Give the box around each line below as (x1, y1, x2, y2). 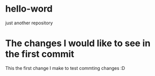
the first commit (5, 49, 75, 60)
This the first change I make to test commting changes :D (5, 65, 126, 71)
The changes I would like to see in (5, 37, 151, 49)
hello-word (5, 3, 53, 15)
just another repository (5, 20, 53, 26)
